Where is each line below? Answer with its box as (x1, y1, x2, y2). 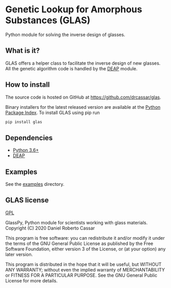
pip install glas (5, 119, 42, 124)
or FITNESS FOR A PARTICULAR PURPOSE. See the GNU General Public (5, 272, 158, 278)
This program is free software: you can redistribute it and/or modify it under (5, 235, 165, 241)
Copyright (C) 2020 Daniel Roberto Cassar (5, 225, 95, 231)
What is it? (5, 46, 40, 55)
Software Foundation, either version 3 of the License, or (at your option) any (5, 245, 166, 252)
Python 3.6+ (12, 147, 39, 153)
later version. (5, 251, 33, 257)
